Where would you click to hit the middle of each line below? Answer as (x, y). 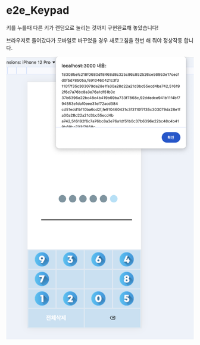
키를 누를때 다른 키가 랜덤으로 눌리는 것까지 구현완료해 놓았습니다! (82, 27)
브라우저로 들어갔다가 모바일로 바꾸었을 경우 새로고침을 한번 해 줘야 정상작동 (94, 40)
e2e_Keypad (38, 10)
